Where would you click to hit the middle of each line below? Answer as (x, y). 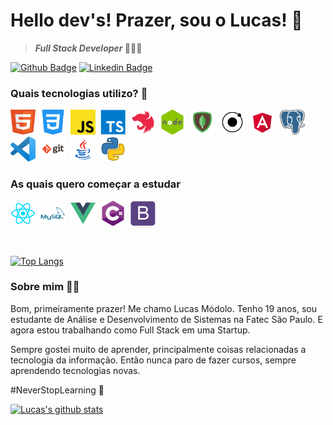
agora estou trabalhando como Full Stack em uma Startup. (130, 330)
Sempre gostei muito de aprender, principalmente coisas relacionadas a (158, 349)
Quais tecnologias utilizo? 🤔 (79, 93)
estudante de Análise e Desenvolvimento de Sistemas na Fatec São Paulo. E (166, 319)
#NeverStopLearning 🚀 (57, 390)
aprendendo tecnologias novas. (75, 370)
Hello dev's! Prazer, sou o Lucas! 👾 (156, 20)
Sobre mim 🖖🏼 (45, 287)
